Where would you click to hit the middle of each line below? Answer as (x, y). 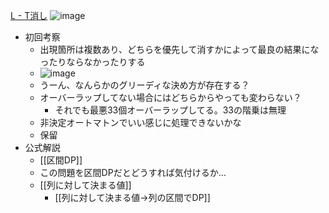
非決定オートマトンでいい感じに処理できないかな (140, 122)
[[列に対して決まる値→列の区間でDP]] (132, 197)
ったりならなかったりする (92, 62)
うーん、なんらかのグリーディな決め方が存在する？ (144, 85)
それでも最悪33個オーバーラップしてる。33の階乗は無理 (170, 110)
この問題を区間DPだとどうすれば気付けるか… (133, 172)
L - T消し (29, 15)
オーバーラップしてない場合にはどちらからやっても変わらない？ (170, 97)
